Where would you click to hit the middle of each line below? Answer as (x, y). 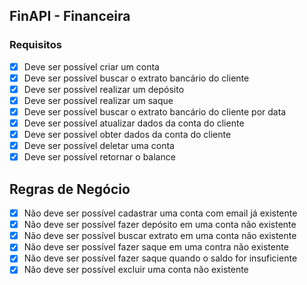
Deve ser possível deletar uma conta (99, 146)
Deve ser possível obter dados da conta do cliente (127, 135)
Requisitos (35, 45)
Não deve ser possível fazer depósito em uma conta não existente (160, 225)
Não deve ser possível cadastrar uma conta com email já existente (160, 213)
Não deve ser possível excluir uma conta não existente (136, 270)
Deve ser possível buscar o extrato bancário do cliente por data (155, 111)
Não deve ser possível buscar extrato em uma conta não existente (160, 236)
